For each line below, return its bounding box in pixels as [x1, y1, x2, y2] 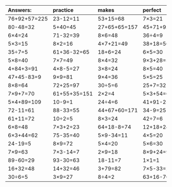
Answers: [8, 7, 32, 13]
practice [53, 7, 74, 13]
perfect [142, 7, 161, 13]
